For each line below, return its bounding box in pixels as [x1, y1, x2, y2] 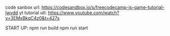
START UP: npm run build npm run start [5, 25, 88, 31]
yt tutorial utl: [19, 10, 47, 16]
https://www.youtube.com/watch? [48, 10, 120, 16]
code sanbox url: [5, 5, 41, 10]
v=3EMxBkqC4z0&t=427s [5, 15, 60, 21]
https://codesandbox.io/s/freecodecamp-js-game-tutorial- [41, 5, 164, 10]
